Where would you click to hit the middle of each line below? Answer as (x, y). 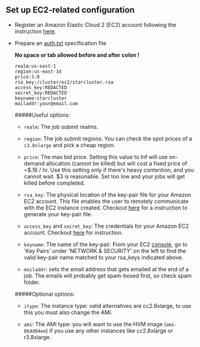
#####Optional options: (45, 294)
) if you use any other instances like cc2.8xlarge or (109, 331)
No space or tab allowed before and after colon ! (77, 55)
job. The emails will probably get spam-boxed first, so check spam (108, 276)
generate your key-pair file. (58, 214)
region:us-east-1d (38, 71)
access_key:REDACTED (41, 87)
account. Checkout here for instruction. (73, 232)
